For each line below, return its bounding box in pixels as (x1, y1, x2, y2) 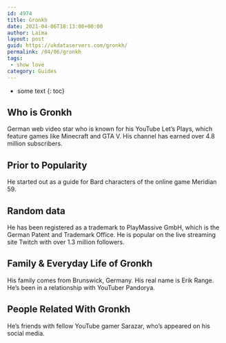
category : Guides (7, 67, 57, 74)
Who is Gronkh (7, 106, 72, 118)
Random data (7, 205, 65, 217)
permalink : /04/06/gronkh (7, 49, 81, 56)
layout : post (7, 36, 45, 43)
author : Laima (7, 29, 48, 37)
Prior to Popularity (7, 159, 88, 171)
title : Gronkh (7, 17, 48, 23)
